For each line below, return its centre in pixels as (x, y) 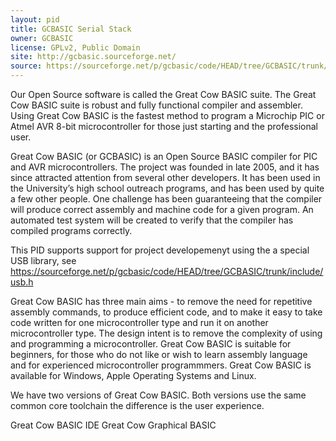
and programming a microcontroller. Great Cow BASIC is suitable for (151, 344)
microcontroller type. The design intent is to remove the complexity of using (166, 333)
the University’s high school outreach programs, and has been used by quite (167, 188)
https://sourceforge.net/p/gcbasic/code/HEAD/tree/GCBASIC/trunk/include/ (167, 271)
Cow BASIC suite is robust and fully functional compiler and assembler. (156, 105)
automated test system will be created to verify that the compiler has (152, 220)
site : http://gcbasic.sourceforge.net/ (93, 57)
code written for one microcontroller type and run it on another (139, 322)
